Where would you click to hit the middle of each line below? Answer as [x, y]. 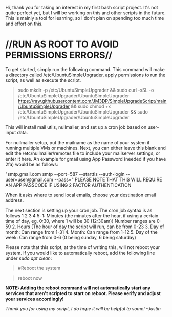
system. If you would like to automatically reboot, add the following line [80, 253]
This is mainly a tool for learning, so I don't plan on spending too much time [85, 18]
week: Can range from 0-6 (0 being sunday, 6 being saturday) [71, 237]
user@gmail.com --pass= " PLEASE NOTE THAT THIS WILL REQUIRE [90, 179]
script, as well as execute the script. [43, 80]
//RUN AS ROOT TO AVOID [62, 44]
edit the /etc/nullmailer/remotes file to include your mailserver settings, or [83, 153]
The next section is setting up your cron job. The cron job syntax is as [79, 210]
